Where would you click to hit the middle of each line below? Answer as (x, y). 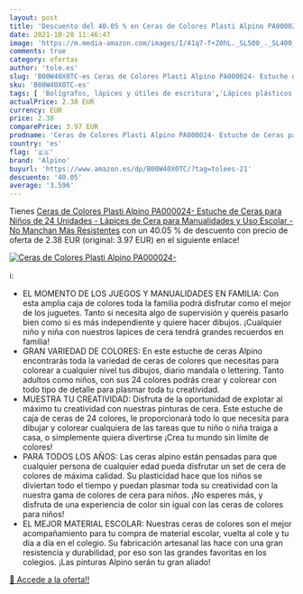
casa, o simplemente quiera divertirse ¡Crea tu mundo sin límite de (145, 438)
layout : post (34, 18)
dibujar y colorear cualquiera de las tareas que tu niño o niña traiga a (150, 428)
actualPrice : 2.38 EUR (52, 102)
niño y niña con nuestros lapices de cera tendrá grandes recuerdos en (153, 332)
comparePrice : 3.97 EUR (54, 127)
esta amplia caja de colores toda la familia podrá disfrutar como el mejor (156, 303)
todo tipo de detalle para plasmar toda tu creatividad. (121, 390)
